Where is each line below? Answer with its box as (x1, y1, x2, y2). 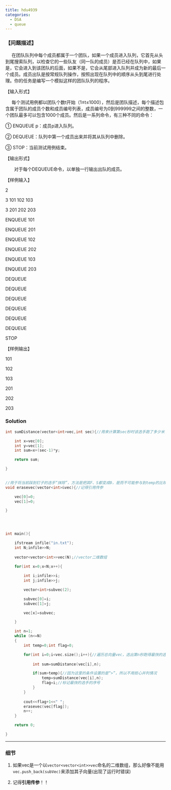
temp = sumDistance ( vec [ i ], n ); (41, 675, 103, 680)
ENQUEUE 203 (5, 266, 37, 272)
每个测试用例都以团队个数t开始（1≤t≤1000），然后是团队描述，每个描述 (11, 99, 160, 105)
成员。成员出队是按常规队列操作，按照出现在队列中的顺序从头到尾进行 (9, 71, 157, 77)
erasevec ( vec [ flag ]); (23, 704, 70, 709)
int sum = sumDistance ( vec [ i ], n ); (32, 662, 101, 667)
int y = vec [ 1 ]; (14, 443, 44, 448)
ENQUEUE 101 (5, 216, 35, 223)
